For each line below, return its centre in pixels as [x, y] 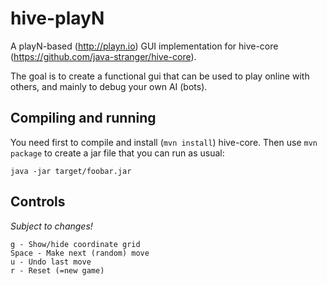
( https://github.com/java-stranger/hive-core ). [103, 56]
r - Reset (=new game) [57, 270]
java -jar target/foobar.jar [71, 171]
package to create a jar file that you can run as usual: [117, 153]
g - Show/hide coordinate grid [75, 244]
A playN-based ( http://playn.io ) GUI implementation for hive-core [144, 46]
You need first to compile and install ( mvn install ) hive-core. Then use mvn [164, 142]
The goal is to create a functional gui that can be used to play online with [160, 76]
